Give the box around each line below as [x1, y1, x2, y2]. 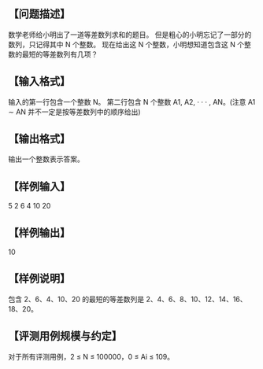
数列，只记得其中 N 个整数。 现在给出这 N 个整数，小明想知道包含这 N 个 [8, 39, 245, 49]
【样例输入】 [8, 179, 71, 193]
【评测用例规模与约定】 [8, 330, 122, 343]
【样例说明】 [8, 272, 71, 286]
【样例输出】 [8, 226, 71, 239]
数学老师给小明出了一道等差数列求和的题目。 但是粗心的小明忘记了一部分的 [8, 30, 252, 39]
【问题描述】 [8, 7, 71, 21]
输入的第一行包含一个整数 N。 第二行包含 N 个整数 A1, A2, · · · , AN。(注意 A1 [8, 97, 256, 106]
